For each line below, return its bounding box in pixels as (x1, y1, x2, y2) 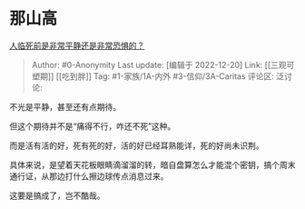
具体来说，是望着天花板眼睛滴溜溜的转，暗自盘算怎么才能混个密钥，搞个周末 (9, 159, 296, 170)
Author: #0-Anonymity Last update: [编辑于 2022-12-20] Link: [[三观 (31, 59, 288, 70)
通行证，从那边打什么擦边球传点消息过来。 (9, 170, 169, 182)
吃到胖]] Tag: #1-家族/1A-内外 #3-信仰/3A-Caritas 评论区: (62, 70, 275, 82)
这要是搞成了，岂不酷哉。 (9, 190, 105, 201)
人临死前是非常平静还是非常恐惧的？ (9, 40, 145, 51)
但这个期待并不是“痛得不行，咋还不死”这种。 (9, 120, 176, 132)
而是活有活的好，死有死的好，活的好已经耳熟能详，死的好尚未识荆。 (9, 140, 264, 151)
